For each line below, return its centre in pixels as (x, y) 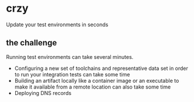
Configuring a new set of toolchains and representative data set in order (101, 68)
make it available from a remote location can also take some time (93, 87)
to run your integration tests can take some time (72, 74)
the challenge (32, 43)
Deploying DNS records (43, 93)
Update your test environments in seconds (57, 24)
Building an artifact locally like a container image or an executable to (97, 80)
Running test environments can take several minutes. (70, 57)
